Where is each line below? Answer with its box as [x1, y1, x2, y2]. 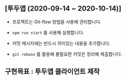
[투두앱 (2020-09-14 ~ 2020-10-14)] [5, 4, 122, 13]
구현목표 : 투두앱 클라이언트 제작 [5, 67, 100, 76]
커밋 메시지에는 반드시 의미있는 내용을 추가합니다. [12, 40, 111, 46]
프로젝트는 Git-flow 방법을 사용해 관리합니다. [12, 19, 101, 25]
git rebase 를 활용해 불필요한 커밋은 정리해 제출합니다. [12, 51, 122, 57]
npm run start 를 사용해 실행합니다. [12, 29, 85, 35]
